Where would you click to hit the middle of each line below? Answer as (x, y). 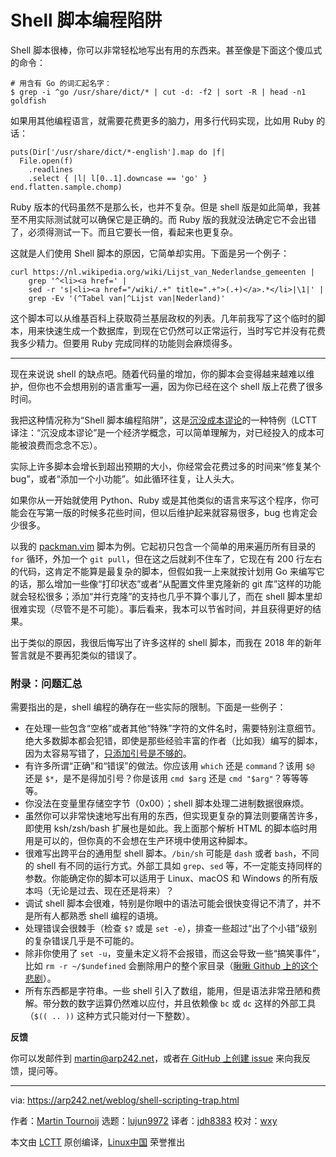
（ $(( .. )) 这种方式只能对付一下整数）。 (110, 1016)
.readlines (51, 169)
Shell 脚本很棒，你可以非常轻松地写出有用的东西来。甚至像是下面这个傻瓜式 (166, 50)
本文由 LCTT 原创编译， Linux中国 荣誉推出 (98, 1142)
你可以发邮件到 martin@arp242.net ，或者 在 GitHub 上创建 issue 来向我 (156, 1058)
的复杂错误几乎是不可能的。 (82, 941)
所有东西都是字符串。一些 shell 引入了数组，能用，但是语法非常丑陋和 (168, 991)
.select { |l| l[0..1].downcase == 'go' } (118, 178)
